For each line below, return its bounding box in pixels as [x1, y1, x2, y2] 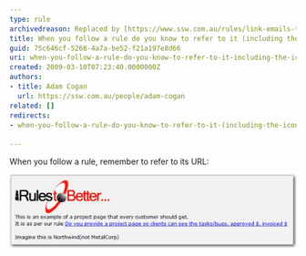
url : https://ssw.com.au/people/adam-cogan [17, 91, 185, 100]
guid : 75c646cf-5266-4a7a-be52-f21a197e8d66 [9, 44, 181, 53]
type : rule [9, 15, 51, 24]
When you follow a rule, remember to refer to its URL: [9, 156, 209, 168]
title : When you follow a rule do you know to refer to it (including [9, 34, 283, 43]
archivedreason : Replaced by [9, 24, 120, 34]
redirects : [9, 110, 51, 120]
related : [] [9, 101, 55, 110]
